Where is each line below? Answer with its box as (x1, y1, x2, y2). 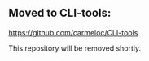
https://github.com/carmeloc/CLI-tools (8, 27, 138, 37)
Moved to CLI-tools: (8, 6, 112, 20)
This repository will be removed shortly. (8, 43, 142, 53)
